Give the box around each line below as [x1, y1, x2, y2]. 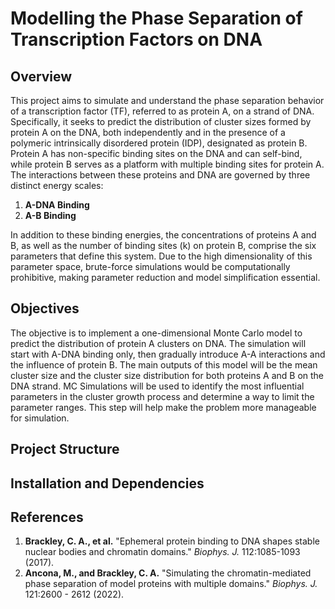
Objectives [10, 300, 80, 317]
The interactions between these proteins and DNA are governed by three [10, 169, 311, 181]
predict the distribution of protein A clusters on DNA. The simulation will [10, 337, 307, 349]
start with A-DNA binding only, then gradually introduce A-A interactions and [10, 348, 326, 360]
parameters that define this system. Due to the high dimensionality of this [10, 250, 313, 262]
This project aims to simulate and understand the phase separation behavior [10, 95, 325, 106]
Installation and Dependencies [10, 475, 205, 492]
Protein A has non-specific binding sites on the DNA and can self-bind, [10, 148, 303, 159]
